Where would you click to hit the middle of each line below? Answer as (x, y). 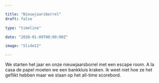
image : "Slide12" (23, 46)
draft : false (19, 19)
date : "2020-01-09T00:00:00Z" (37, 37)
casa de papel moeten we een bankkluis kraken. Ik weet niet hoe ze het (79, 70)
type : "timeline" (23, 28)
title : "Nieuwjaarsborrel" (33, 14)
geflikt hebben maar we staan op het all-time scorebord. (63, 75)
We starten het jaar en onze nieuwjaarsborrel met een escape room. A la (80, 64)
